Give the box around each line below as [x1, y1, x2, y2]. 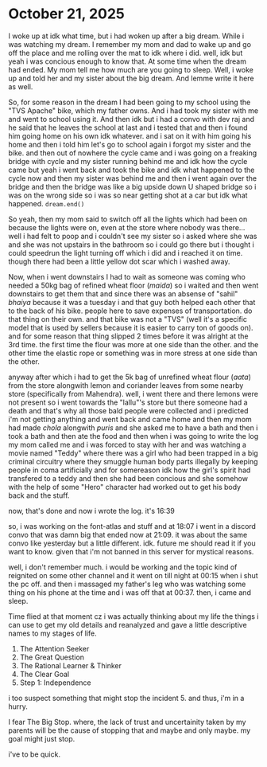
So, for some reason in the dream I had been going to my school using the [8, 97, 251, 107]
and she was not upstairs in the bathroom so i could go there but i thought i [8, 240, 254, 249]
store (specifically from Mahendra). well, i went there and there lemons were [8, 389, 258, 398]
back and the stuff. [8, 491, 70, 500]
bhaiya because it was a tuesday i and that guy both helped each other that [8, 297, 256, 307]
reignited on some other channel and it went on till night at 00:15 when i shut [8, 570, 258, 580]
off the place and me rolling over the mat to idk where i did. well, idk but [8, 48, 243, 57]
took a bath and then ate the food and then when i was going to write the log [8, 431, 259, 440]
